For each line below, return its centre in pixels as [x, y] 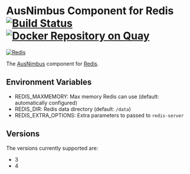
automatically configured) [46, 103]
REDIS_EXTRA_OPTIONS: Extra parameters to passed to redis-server [99, 115]
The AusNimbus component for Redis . [53, 64]
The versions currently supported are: [52, 148]
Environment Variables [49, 82]
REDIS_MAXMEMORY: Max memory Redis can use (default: [87, 96]
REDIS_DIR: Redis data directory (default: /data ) [73, 109]
